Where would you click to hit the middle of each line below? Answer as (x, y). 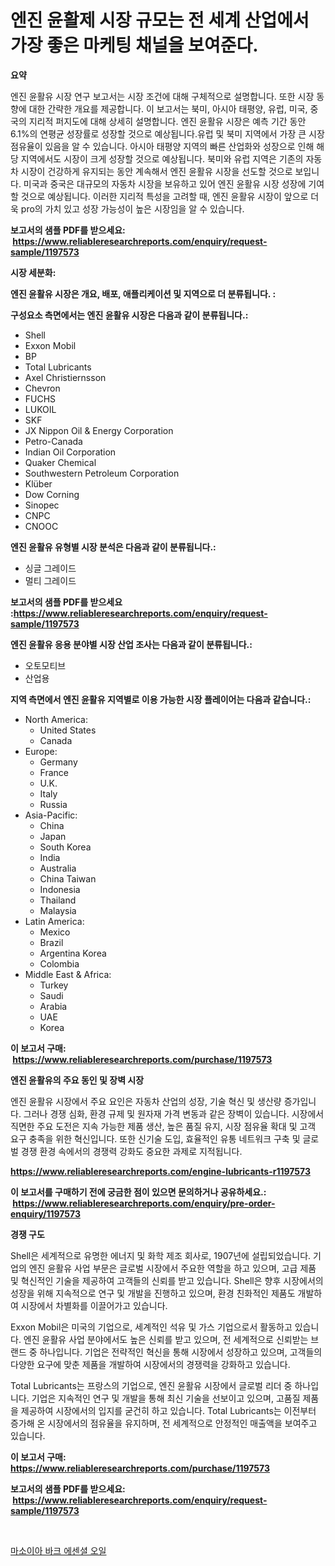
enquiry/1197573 (45, 1213)
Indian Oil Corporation (70, 452)
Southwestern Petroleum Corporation (102, 473)
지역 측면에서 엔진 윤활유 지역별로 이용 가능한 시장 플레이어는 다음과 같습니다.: (161, 699)
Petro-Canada (53, 441)
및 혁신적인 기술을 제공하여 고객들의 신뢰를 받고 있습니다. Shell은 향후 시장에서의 (167, 1280)
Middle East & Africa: (68, 974)
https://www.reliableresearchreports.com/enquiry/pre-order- (144, 1203)
